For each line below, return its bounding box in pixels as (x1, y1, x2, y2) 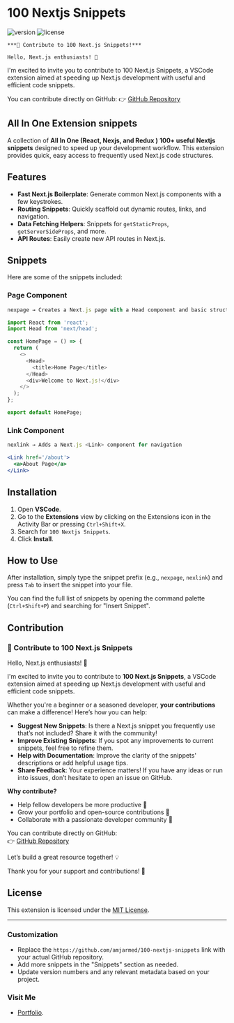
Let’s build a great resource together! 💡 (7, 853, 120, 862)
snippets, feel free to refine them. (17, 744, 114, 752)
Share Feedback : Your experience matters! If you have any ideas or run (17, 766, 223, 774)
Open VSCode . (17, 505, 61, 513)
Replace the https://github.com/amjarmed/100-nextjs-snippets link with (17, 945, 226, 954)
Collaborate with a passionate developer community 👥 (17, 816, 173, 824)
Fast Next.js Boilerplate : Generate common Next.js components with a (17, 190, 221, 198)
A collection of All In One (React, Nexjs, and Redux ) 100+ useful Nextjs (7, 136, 216, 145)
